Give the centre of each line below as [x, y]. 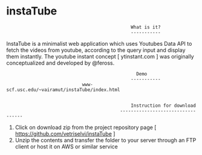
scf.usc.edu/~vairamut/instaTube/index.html [63, 90]
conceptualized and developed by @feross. [60, 63]
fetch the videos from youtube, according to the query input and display [96, 50]
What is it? [146, 27]
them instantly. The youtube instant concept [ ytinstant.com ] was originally [100, 56]
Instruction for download [164, 106]
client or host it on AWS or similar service [66, 147]
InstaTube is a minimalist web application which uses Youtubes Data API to [99, 43]
